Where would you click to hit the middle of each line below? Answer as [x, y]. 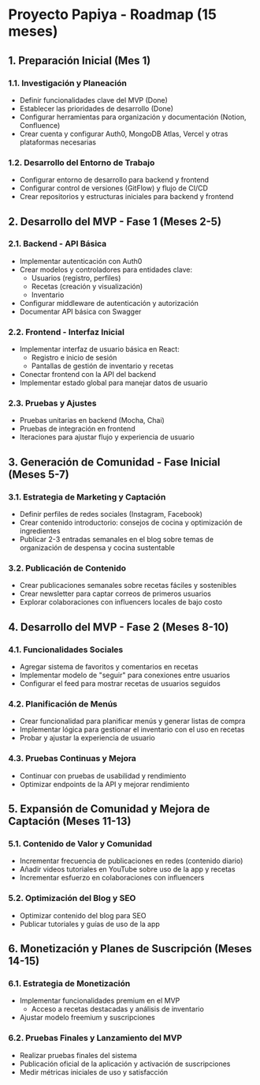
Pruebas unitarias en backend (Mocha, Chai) [92, 420]
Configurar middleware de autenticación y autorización [109, 303]
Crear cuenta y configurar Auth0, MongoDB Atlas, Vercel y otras [124, 134]
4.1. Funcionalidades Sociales [66, 650]
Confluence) [40, 125]
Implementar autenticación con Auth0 [81, 261]
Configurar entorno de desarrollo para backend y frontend [114, 180]
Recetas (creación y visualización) [87, 286]
